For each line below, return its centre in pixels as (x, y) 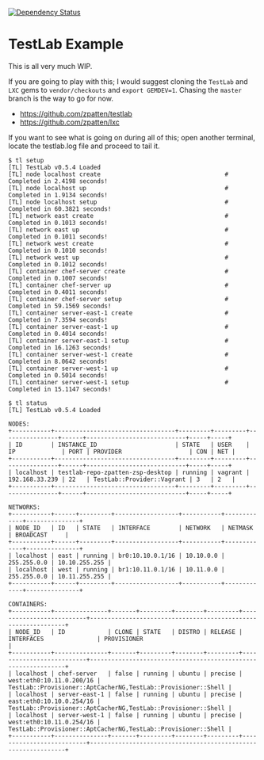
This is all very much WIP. (50, 66)
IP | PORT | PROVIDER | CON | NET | (122, 452)
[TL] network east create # (118, 216)
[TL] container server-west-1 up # (118, 369)
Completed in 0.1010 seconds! (58, 250)
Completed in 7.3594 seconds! (58, 320)
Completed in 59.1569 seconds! (60, 306)
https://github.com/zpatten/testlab (76, 113)
